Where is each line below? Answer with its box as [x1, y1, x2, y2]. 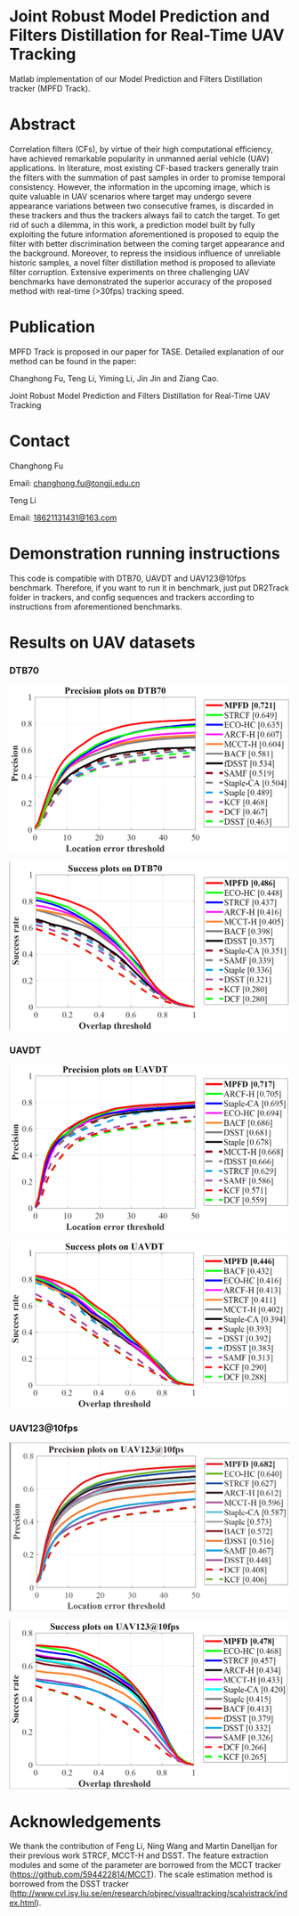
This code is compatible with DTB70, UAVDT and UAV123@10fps [9, 573, 246, 583]
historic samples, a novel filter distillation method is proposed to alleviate [9, 257, 276, 268]
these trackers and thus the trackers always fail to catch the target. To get [9, 209, 280, 220]
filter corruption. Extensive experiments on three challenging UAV [9, 266, 250, 277]
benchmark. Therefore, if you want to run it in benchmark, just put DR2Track [9, 582, 289, 593]
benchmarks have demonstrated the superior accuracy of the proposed [9, 276, 272, 287]
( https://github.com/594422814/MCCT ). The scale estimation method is [9, 1869, 273, 1880]
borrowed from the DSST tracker [9, 1879, 129, 1889]
